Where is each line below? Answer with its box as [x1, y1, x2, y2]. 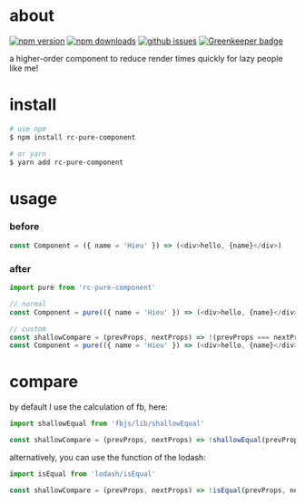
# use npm [9, 124, 47, 133]
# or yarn [9, 149, 47, 159]
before [9, 220, 40, 233]
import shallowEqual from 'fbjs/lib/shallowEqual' [9, 419, 205, 429]
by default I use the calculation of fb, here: [9, 402, 168, 412]
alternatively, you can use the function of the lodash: [9, 451, 206, 462]
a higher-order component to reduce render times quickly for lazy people [9, 53, 283, 63]
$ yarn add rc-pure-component [9, 158, 124, 167]
